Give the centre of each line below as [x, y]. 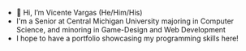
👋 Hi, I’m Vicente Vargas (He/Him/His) [79, 13]
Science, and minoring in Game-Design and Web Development [121, 30]
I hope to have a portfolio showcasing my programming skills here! [127, 38]
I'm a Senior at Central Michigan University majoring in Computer [125, 21]
